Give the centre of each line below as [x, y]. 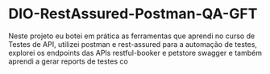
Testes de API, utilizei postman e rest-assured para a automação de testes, [133, 44]
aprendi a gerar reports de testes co [69, 61]
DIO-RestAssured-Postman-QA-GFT [133, 14]
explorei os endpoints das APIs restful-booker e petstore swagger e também [135, 53]
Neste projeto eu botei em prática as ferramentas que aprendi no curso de [132, 36]
